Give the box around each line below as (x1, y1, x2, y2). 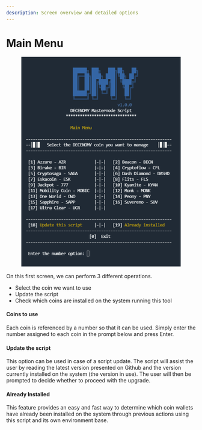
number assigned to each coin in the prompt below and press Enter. (6, 331, 174, 338)
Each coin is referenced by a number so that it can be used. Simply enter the (6, 324, 196, 331)
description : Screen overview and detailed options (6, 10, 138, 16)
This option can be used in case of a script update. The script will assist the (6, 358, 194, 365)
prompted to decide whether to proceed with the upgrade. (6, 377, 151, 384)
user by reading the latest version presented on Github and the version (6, 364, 182, 372)
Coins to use (6, 311, 38, 318)
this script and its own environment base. (6, 417, 109, 424)
